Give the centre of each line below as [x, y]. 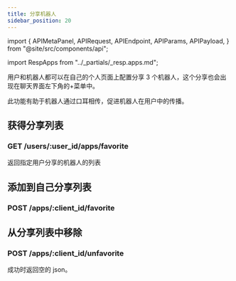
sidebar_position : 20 [39, 21]
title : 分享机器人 [32, 14]
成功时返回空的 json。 [39, 270]
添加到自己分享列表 [49, 187]
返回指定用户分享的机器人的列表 [54, 163]
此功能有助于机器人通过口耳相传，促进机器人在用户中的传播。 [98, 101]
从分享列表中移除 [45, 232]
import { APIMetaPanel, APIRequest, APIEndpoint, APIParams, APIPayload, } [118, 41]
